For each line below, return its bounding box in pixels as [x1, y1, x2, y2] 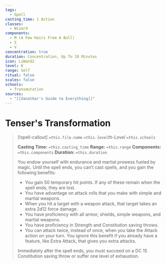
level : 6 [5, 63, 23, 68]
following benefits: [17, 170, 56, 176]
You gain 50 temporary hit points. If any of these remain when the [24, 179, 160, 186]
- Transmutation [9, 86, 43, 92]
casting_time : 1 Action [5, 17, 55, 22]
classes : [5, 21, 23, 27]
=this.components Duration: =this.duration [17, 149, 107, 156]
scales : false [5, 77, 35, 82]
